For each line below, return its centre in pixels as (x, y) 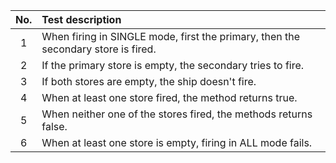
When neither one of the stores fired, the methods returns (177, 114)
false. (54, 126)
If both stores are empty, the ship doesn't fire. (149, 81)
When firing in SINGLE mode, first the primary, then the (171, 36)
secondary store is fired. (99, 49)
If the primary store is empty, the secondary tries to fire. (173, 65)
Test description (81, 19)
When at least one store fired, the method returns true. (169, 97)
